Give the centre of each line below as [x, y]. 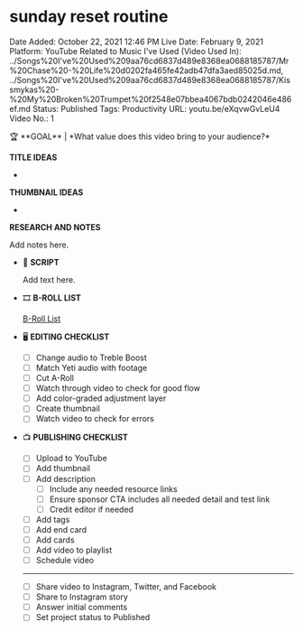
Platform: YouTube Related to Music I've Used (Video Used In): [125, 51]
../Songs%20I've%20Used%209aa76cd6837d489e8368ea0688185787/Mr [149, 60]
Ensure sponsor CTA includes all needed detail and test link [160, 499]
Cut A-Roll [55, 378]
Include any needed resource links [113, 488]
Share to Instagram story [82, 597]
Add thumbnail [63, 469]
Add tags [53, 519]
